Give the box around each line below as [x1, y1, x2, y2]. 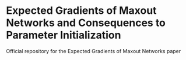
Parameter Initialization [6, 29, 121, 42]
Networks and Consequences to [6, 16, 166, 29]
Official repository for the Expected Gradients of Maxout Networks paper [6, 47, 181, 54]
